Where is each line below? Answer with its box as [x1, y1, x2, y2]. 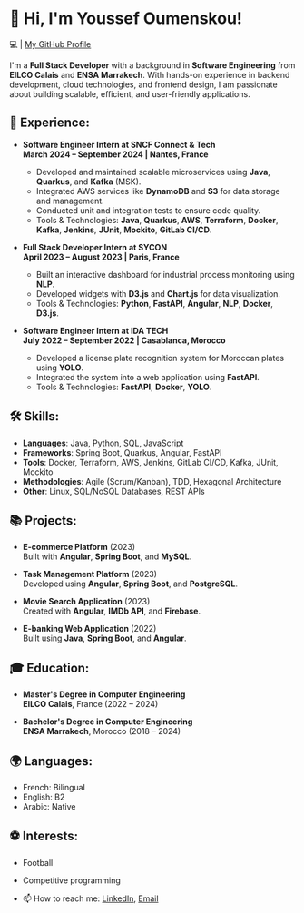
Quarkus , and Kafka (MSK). [35, 176, 142, 187]
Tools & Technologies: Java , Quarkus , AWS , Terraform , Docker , [35, 214, 279, 225]
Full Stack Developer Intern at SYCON [22, 241, 168, 252]
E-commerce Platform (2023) [22, 542, 136, 553]
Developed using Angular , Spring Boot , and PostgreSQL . [22, 578, 239, 589]
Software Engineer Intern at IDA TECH [22, 325, 169, 336]
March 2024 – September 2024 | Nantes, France [22, 149, 209, 160]
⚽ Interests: [9, 829, 79, 844]
